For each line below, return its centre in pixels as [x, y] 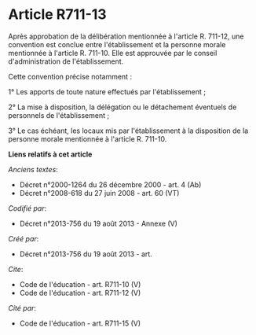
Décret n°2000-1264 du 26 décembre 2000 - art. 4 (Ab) [110, 184]
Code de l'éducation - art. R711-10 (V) [80, 284]
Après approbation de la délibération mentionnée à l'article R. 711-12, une [126, 36]
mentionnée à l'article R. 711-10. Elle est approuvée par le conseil [113, 53]
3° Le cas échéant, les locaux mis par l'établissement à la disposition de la [128, 131]
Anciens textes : [33, 169]
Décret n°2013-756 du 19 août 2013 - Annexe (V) [99, 223]
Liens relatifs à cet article [50, 154]
